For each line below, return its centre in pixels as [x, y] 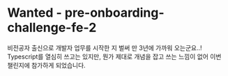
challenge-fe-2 [52, 28]
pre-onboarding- [115, 13]
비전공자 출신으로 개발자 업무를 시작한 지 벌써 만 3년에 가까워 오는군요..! [105, 47]
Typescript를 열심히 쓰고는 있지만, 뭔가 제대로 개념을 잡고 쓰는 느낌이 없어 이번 [114, 56]
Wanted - [35, 13]
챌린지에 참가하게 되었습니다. [46, 65]
